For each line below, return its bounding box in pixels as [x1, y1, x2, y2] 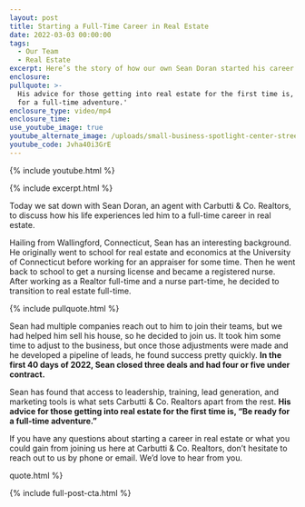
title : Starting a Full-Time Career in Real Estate [9, 22, 209, 31]
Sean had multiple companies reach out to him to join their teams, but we [9, 320, 283, 332]
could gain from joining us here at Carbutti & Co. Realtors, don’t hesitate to [9, 442, 288, 453]
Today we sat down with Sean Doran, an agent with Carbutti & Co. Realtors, [9, 200, 292, 211]
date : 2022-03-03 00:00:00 [9, 30, 112, 39]
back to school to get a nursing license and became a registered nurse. [9, 265, 276, 277]
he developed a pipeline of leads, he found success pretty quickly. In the [9, 349, 282, 360]
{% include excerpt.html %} [9, 183, 113, 194]
